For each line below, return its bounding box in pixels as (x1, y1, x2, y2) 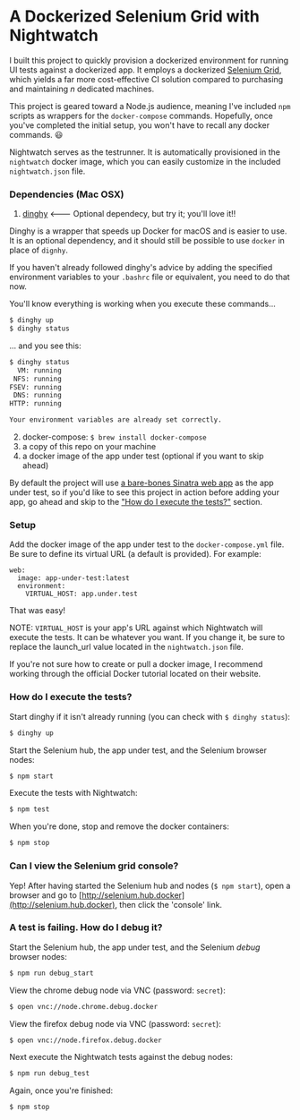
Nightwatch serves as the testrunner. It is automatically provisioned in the (9, 146, 280, 158)
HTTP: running (9, 399, 63, 408)
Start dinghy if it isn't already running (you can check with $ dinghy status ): (9, 711, 291, 722)
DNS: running (13, 391, 63, 400)
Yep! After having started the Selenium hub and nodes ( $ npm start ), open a (9, 880, 291, 891)
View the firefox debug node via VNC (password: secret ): (9, 1018, 222, 1029)
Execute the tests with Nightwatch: (9, 788, 138, 799)
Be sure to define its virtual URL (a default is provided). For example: (9, 549, 261, 560)
